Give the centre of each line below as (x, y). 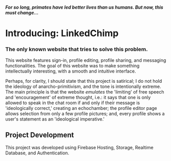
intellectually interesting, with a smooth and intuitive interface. (71, 71)
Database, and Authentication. (37, 153)
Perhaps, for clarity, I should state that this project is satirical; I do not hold (84, 81)
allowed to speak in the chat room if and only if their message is (73, 103)
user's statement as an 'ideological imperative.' (55, 119)
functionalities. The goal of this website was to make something (72, 66)
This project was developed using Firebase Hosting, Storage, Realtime (79, 147)
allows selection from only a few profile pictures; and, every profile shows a (85, 114)
